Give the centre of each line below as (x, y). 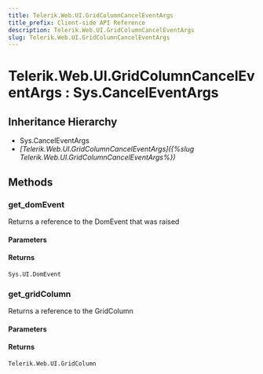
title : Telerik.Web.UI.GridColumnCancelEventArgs (91, 15)
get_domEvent (37, 204)
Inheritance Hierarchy (63, 121)
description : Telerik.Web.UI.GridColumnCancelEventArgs (101, 30)
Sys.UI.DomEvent (35, 274)
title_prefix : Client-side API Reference (77, 23)
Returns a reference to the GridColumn (71, 311)
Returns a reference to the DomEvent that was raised (94, 222)
